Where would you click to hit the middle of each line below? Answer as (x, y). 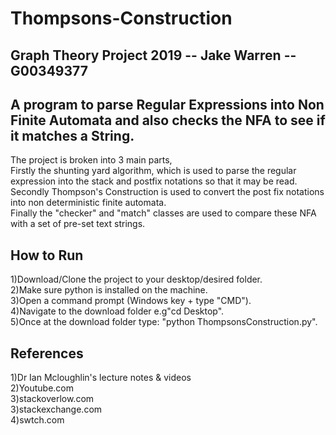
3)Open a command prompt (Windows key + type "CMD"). (131, 301)
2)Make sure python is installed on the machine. (109, 290)
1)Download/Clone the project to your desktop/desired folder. (136, 279)
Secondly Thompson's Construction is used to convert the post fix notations (167, 192)
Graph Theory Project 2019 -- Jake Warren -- (153, 55)
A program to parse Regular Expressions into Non (167, 104)
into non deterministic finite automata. (88, 203)
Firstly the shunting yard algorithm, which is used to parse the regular (153, 171)
